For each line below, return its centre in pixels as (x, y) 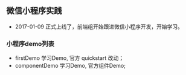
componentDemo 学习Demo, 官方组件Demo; (70, 66)
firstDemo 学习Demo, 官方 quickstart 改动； (69, 58)
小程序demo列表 (30, 44)
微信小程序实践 (34, 11)
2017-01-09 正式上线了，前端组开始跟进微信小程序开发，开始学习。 (99, 27)
